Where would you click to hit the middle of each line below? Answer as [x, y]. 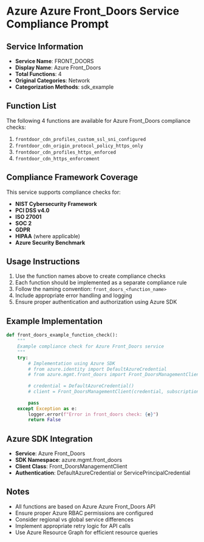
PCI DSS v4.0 [32, 210]
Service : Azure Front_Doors [50, 453]
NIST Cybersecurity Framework [56, 204]
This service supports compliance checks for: [64, 192]
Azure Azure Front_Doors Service [93, 11]
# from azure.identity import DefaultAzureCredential [97, 369]
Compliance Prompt [58, 24]
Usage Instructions [43, 262]
